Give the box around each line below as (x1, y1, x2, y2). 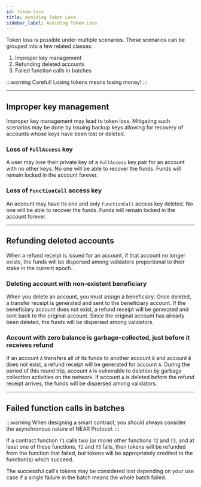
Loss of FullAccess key (6, 145, 73, 153)
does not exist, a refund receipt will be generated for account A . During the (6, 361, 190, 368)
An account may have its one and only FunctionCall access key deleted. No (6, 200, 193, 207)
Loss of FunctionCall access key (6, 186, 102, 195)
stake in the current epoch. (6, 264, 73, 271)
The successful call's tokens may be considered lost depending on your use (6, 468, 194, 474)
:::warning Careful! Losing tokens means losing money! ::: (6, 78, 148, 86)
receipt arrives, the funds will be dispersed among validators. (6, 380, 157, 387)
